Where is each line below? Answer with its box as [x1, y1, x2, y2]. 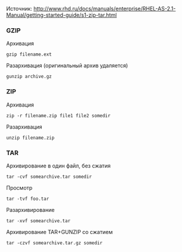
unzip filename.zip [6, 135, 55, 141]
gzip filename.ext [6, 51, 52, 57]
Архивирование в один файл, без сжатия [6, 162, 111, 169]
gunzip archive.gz [6, 74, 52, 80]
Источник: [6, 5, 33, 12]
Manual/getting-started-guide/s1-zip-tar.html [6, 11, 118, 19]
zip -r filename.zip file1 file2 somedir [6, 113, 111, 119]
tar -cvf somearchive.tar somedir [6, 174, 92, 180]
